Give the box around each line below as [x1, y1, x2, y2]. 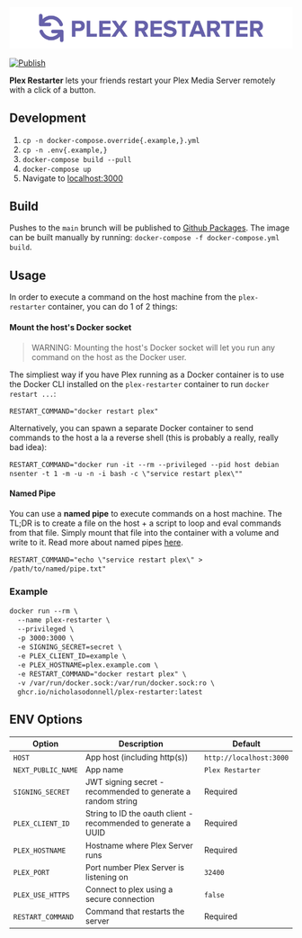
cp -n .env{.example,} [22, 146, 108, 155]
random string [84, 796, 138, 807]
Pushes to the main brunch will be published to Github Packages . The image [9, 222, 290, 233]
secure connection [84, 894, 155, 905]
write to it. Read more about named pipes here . [9, 537, 184, 547]
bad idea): [9, 441, 48, 452]
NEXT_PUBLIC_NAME [13, 765, 78, 775]
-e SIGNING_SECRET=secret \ [17, 643, 123, 652]
